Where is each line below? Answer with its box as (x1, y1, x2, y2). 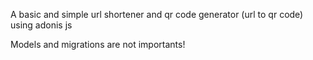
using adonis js (10, 19, 73, 31)
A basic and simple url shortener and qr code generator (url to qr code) (10, 9, 304, 20)
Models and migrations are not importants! (10, 39, 186, 50)
